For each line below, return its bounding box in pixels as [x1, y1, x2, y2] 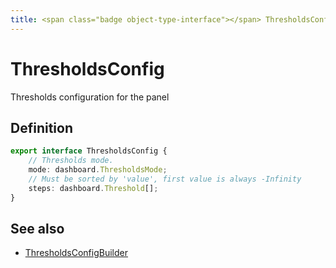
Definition [10, 119, 73, 136]
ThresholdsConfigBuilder [24, 247, 129, 259]
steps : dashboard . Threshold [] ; [28, 183, 159, 193]
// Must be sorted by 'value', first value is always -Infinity [28, 174, 302, 184]
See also [10, 221, 65, 238]
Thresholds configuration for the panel [10, 91, 170, 103]
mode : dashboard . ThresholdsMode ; [28, 165, 168, 175]
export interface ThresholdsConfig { [10, 146, 168, 156]
